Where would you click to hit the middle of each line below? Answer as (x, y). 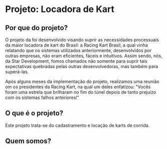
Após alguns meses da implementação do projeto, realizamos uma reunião (82, 82)
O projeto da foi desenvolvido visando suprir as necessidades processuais (82, 40)
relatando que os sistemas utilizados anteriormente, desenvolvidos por (78, 50)
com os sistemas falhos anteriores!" (42, 97)
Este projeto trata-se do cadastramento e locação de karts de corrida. (77, 125)
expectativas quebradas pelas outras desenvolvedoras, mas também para (82, 66)
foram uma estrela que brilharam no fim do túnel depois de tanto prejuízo (81, 92)
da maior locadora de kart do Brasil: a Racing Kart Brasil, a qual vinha (76, 45)
